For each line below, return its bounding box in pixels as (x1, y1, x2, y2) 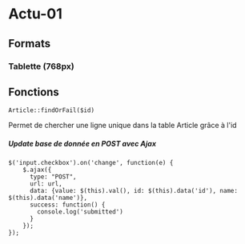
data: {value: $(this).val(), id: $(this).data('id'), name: (29, 187, 239, 195)
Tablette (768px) (8, 61, 74, 72)
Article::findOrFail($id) (8, 106, 94, 114)
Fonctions (8, 85, 60, 98)
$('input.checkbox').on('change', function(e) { (8, 159, 174, 167)
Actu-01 (8, 5, 62, 23)
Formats (8, 37, 50, 50)
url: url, (29, 180, 62, 188)
